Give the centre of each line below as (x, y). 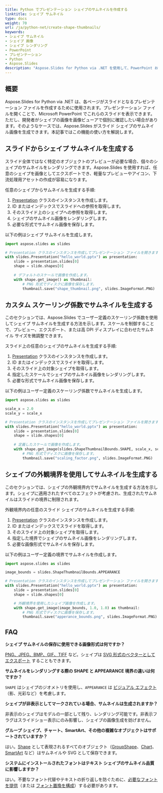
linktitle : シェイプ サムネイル (34, 14)
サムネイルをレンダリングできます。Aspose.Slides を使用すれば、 (87, 167)
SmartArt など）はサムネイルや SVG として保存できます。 (62, 753)
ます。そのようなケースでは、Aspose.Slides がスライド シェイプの (71, 126)
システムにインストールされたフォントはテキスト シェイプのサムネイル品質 (80, 763)
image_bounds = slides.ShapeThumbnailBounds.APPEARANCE (63, 572)
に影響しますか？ (22, 769)
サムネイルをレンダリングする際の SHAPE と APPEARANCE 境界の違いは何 (80, 671)
